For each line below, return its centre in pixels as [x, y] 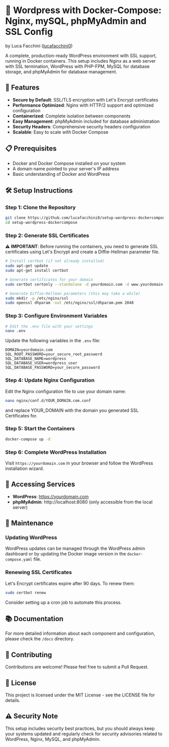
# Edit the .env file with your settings [49, 326]
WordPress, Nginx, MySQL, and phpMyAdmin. [53, 739]
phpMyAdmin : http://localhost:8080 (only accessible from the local [82, 502]
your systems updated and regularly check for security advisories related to [84, 734]
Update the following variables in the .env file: [53, 341]
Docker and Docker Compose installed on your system [69, 163]
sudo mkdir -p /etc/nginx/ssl [37, 298]
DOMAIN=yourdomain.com [29, 350]
